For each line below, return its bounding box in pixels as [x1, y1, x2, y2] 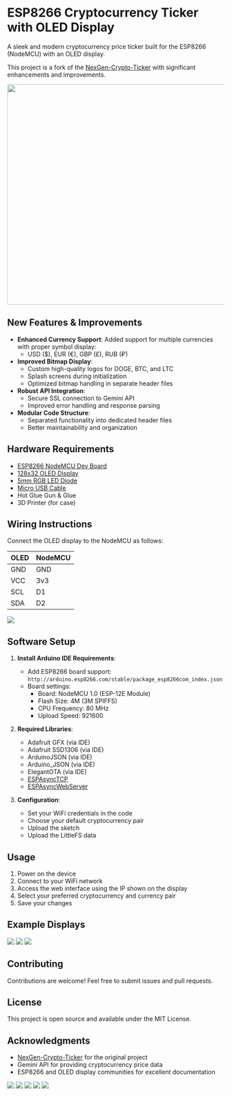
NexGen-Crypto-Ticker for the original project [17, 1053, 148, 1061]
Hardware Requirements [7, 444, 115, 455]
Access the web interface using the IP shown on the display [17, 885, 188, 892]
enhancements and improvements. [7, 70, 106, 79]
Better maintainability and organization [27, 423, 137, 431]
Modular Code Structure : [17, 408, 90, 417]
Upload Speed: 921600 [37, 712, 104, 720]
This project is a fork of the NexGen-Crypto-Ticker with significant [7, 63, 196, 71]
